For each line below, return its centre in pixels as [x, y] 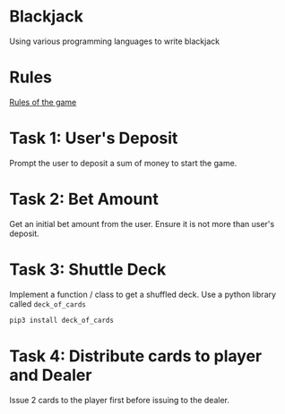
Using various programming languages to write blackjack [115, 41]
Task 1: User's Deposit [94, 138]
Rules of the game [43, 102]
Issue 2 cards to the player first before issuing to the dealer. [120, 400]
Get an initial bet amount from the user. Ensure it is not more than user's [142, 224]
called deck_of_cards [48, 304]
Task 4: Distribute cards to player [136, 356]
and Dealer [51, 375]
